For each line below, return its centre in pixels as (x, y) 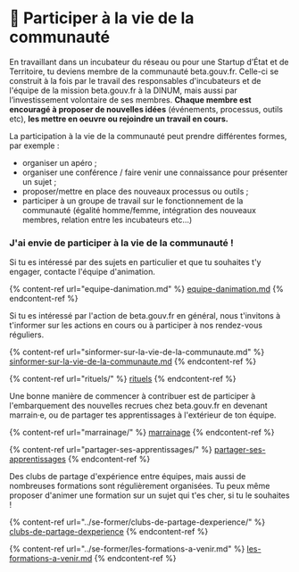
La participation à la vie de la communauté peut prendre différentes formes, (148, 136)
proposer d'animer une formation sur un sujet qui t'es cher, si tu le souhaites (149, 495)
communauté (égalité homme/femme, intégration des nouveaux (139, 210)
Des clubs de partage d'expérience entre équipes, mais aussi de (128, 477)
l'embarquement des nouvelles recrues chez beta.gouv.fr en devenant (138, 406)
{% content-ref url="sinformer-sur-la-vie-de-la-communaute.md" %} (137, 352)
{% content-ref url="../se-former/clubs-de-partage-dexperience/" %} (137, 522)
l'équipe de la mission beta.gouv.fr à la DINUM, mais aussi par (124, 90)
